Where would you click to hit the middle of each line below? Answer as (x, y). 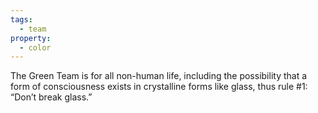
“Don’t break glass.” (51, 97)
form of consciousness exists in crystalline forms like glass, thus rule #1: (159, 87)
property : (31, 38)
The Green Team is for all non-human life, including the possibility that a (159, 76)
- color (35, 47)
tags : (21, 19)
